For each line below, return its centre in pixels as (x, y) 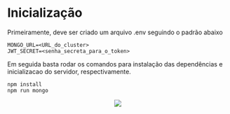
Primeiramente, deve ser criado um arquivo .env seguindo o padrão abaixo (115, 32)
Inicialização (45, 13)
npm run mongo (28, 90)
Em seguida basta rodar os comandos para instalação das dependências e (115, 64)
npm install (25, 84)
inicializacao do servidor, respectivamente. (69, 71)
